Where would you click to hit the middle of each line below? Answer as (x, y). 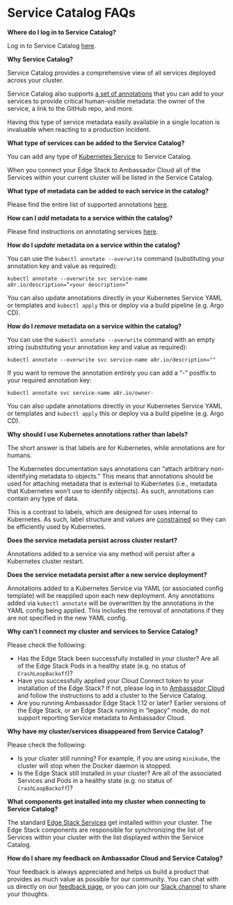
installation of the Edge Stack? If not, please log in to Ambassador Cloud (121, 688)
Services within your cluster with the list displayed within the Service (105, 837)
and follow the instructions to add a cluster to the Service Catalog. (112, 695)
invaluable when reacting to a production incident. (79, 129)
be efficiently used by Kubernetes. (57, 526)
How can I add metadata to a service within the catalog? (90, 218)
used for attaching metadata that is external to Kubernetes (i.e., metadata (112, 484)
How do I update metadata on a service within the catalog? (94, 245)
